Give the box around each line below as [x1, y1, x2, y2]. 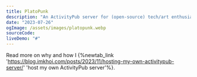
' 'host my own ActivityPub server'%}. [23, 64, 116, 71]
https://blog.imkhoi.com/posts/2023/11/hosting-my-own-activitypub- [8, 58, 175, 65]
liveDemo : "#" [6, 36, 41, 41]
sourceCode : [6, 30, 35, 36]
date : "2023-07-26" [6, 19, 54, 25]
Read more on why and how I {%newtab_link [6, 52, 114, 58]
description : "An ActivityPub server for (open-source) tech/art [6, 14, 169, 20]
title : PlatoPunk [6, 8, 49, 15]
